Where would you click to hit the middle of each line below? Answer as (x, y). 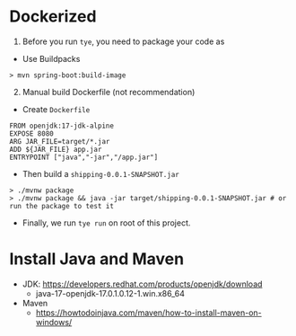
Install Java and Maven (97, 259)
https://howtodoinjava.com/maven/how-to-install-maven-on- (148, 313)
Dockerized (53, 17)
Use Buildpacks (51, 58)
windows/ (54, 322)
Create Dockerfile (56, 109)
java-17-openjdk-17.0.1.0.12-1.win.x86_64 (110, 293)
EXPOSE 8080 (31, 133)
